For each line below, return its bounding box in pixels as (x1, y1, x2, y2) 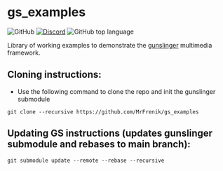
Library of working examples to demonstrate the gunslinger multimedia (7, 41, 212, 49)
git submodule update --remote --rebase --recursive (7, 157, 165, 164)
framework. (7, 48, 41, 57)
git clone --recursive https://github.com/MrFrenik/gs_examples (7, 108, 199, 116)
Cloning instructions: (7, 69, 102, 81)
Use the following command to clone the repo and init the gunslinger (17, 87, 216, 95)
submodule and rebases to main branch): (7, 138, 191, 151)
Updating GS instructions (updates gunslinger (7, 128, 212, 139)
